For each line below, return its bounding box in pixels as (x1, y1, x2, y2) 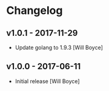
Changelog (6, 4, 63, 18)
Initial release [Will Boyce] (15, 77, 80, 85)
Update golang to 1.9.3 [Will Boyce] (15, 44, 103, 51)
